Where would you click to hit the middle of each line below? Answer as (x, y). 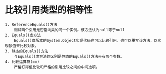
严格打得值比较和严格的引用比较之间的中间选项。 (57, 67)
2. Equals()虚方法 (23, 35)
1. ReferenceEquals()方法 (31, 25)
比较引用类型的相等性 (49, 10)
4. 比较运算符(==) (22, 62)
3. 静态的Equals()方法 (27, 51)
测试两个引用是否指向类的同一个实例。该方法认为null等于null (70, 30)
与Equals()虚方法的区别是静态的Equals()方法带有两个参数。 (69, 56)
